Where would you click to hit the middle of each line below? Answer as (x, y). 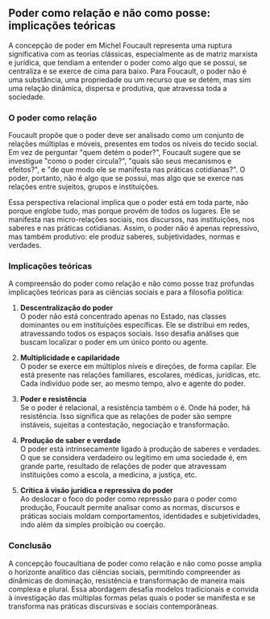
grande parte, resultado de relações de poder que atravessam (123, 466)
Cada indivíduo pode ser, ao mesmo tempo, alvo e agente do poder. (133, 383)
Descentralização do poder (66, 308)
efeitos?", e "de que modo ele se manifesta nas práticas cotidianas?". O (127, 169)
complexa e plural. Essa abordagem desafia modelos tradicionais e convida (134, 589)
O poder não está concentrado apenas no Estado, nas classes (123, 316)
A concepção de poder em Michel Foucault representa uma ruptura (120, 45)
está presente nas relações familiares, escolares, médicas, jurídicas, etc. (141, 375)
